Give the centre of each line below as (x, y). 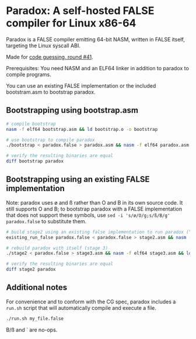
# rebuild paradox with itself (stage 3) (57, 248)
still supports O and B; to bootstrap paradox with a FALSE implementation (94, 209)
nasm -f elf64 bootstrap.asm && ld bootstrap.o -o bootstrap (82, 129)
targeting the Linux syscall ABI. (43, 46)
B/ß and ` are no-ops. (32, 330)
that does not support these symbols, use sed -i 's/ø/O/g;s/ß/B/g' (88, 215)
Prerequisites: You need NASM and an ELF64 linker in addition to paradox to (98, 68)
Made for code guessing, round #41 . (50, 57)
